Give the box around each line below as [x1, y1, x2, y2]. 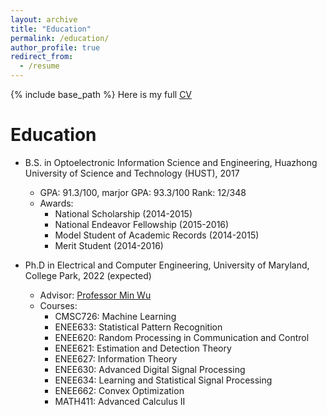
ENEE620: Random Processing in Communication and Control [54, 331, 310, 343]
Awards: [39, 197, 74, 209]
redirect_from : [10, 52, 74, 62]
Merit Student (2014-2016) [54, 239, 164, 251]
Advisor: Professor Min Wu [39, 289, 152, 301]
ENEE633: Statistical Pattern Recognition [54, 321, 223, 333]
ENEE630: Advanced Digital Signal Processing [54, 363, 246, 375]
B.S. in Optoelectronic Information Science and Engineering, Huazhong [24, 156, 318, 168]
